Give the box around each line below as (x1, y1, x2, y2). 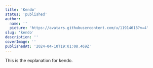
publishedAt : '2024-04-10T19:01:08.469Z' (5, 44, 92, 49)
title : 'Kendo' (5, 7, 37, 12)
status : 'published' (5, 12, 48, 17)
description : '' (5, 35, 38, 40)
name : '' (9, 21, 28, 26)
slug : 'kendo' (5, 30, 35, 35)
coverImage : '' (5, 39, 37, 44)
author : (5, 16, 21, 21)
